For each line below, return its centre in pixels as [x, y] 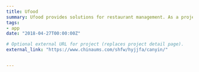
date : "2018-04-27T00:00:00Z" [44, 34]
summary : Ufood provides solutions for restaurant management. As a [92, 17]
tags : [13, 22]
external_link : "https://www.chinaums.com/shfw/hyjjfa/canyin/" [87, 50]
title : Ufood [22, 12]
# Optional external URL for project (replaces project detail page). [95, 44]
